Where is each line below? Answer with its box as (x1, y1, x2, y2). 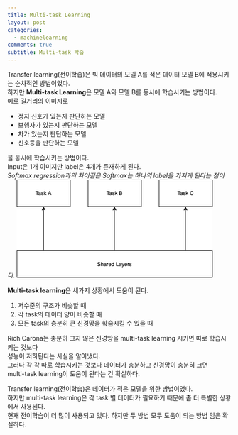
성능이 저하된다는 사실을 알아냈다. (7, 352, 101, 360)
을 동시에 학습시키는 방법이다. (7, 153, 90, 162)
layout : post (7, 18, 46, 26)
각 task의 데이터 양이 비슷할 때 (17, 310, 102, 319)
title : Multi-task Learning (7, 11, 91, 18)
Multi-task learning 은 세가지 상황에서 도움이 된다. (7, 286, 149, 294)
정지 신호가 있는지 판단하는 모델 (17, 112, 105, 120)
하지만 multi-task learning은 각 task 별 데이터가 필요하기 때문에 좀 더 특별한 (7, 394, 218, 402)
